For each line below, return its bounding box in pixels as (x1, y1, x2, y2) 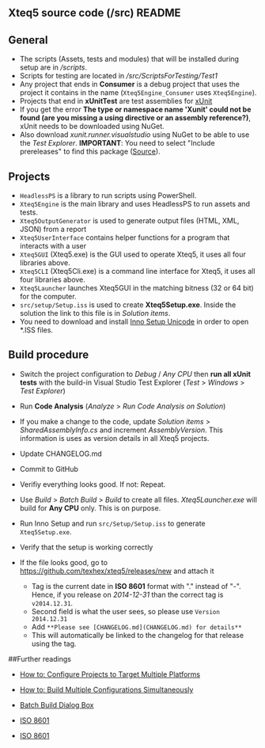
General (8, 33, 49, 47)
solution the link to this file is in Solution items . (19, 309, 171, 318)
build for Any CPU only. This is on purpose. (19, 503, 161, 513)
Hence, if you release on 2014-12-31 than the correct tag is (31, 590, 224, 599)
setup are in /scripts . (19, 63, 88, 72)
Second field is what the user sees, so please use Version (31, 606, 220, 616)
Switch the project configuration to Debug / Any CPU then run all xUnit (19, 369, 252, 378)
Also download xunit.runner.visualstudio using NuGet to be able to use (19, 130, 250, 139)
